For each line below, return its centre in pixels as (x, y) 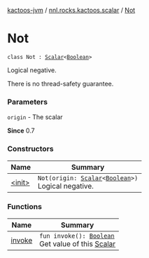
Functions (24, 207)
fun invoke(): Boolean (77, 236)
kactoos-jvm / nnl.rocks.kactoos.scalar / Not (71, 10)
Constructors (30, 149)
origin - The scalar (35, 117)
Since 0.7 (21, 131)
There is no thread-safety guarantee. (61, 83)
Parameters (27, 102)
